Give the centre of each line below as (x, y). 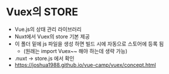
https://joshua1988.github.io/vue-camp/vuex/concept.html (85, 65)
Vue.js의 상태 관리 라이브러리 (48, 29)
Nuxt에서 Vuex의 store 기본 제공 (52, 36)
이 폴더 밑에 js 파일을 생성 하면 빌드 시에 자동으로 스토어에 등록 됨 (89, 44)
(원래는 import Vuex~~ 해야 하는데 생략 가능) (75, 51)
